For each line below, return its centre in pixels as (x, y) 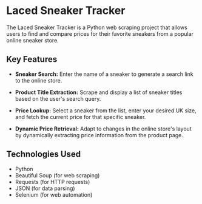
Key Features (32, 59)
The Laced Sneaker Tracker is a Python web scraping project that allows (97, 27)
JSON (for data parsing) (45, 188)
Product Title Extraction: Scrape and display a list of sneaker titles (99, 92)
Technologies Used (43, 155)
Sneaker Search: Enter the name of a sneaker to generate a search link (104, 74)
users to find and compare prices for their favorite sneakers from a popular (100, 33)
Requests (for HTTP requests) (52, 182)
